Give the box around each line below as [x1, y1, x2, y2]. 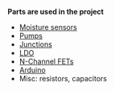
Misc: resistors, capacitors [18, 74, 108, 83]
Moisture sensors [18, 23, 77, 31]
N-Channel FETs [18, 56, 74, 66]
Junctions [18, 39, 53, 49]
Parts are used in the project [7, 7, 104, 16]
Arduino [18, 65, 46, 75]
